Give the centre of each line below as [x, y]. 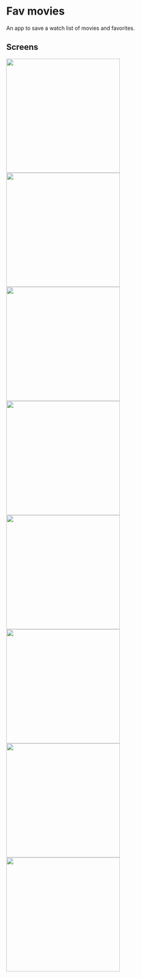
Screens [22, 47]
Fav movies [36, 11]
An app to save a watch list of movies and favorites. [70, 28]
